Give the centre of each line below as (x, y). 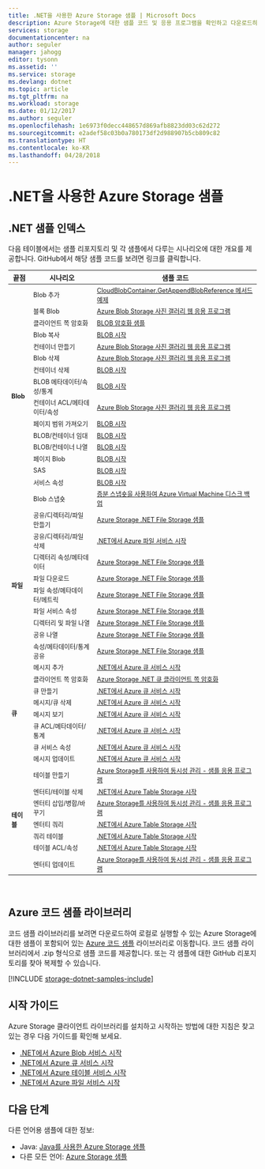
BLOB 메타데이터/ (58, 381)
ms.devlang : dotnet (40, 81)
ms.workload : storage (44, 104)
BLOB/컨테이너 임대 (60, 436)
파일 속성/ (47, 590)
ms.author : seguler (40, 119)
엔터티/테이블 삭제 (58, 792)
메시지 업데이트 (54, 759)
